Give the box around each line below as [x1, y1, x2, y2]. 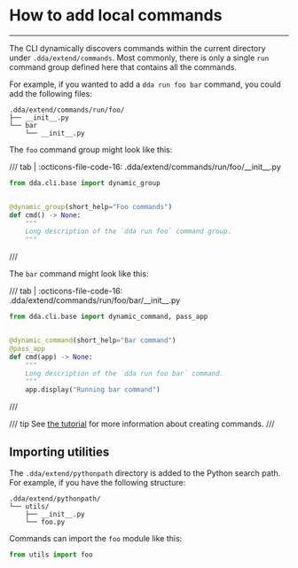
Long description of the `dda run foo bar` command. [25, 369, 224, 377]
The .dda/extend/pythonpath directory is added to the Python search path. [9, 468, 281, 479]
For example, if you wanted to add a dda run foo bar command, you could [9, 79, 281, 89]
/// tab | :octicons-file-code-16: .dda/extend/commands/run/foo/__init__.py [9, 161, 281, 172]
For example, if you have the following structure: [9, 478, 186, 487]
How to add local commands [9, 5, 223, 26]
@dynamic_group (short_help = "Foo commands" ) [9, 202, 173, 211]
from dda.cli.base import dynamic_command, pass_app [9, 312, 208, 322]
